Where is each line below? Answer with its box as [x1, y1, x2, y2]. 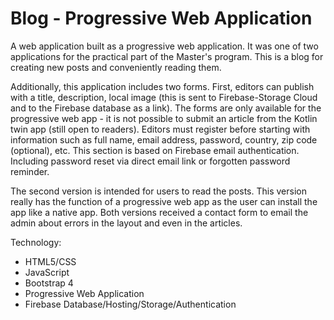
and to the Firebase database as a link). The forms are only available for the [10, 102, 322, 114]
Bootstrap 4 [24, 277, 74, 289]
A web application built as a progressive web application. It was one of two [10, 40, 319, 52]
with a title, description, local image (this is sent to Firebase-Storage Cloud [10, 91, 318, 103]
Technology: [10, 236, 62, 248]
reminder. [10, 165, 50, 177]
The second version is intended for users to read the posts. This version [10, 185, 307, 197]
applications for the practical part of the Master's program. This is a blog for [10, 50, 324, 62]
